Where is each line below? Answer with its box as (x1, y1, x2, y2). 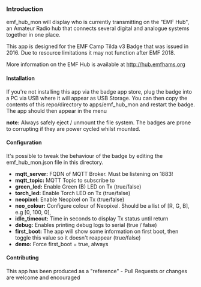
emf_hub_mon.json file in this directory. (6, 159, 104, 166)
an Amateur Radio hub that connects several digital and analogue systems (6, 25, 190, 32)
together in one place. (6, 31, 61, 38)
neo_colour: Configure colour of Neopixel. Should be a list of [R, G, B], (14, 202, 190, 209)
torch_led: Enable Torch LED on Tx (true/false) (14, 189, 131, 196)
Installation (6, 74, 35, 82)
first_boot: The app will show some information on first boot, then (14, 228, 179, 235)
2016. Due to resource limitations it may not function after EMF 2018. (6, 49, 176, 56)
